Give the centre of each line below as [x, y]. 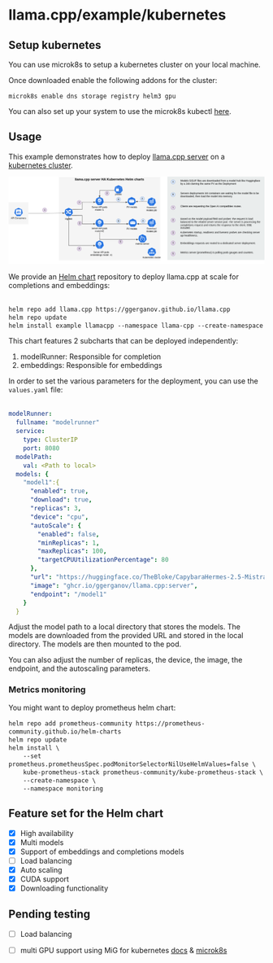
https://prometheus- [170, 723]
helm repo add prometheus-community [70, 723]
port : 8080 [41, 448]
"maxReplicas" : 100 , [72, 551]
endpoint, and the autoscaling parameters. [80, 668]
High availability [47, 833]
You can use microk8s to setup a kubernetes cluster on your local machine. [135, 64]
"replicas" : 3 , [56, 509]
